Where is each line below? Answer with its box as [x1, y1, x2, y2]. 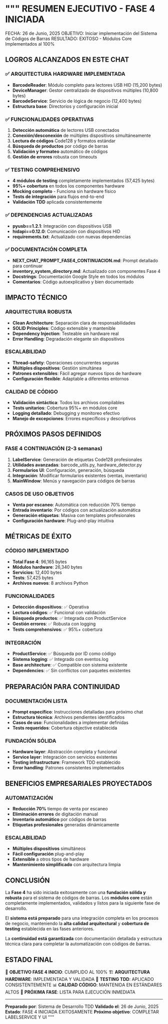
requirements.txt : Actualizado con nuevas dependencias [12, 234, 131, 240]
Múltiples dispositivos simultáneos [12, 845, 86, 851]
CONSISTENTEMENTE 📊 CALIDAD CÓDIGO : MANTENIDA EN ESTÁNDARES [5, 981, 162, 988]
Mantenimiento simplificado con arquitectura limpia [12, 862, 121, 868]
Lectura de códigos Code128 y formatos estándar [12, 137, 116, 143]
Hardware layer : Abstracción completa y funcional [12, 749, 117, 755]
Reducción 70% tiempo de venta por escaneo [12, 806, 108, 812]
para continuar [12, 263, 43, 269]
